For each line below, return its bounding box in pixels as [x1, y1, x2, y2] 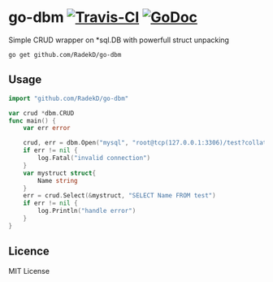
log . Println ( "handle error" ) [37, 207, 136, 215]
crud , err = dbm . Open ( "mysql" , [23, 139, 129, 147]
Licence [8, 245, 50, 258]
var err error [23, 124, 71, 132]
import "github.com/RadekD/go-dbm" [8, 94, 129, 102]
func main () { [8, 116, 57, 125]
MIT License [8, 266, 50, 275]
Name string [37, 176, 79, 184]
